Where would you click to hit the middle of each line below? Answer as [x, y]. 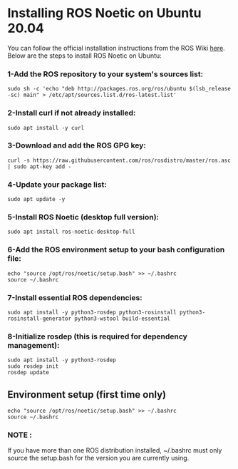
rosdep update [29, 373]
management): [33, 345]
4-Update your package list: [57, 185]
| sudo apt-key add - [40, 166]
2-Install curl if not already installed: [72, 113]
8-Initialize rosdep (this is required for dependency [97, 336]
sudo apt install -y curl [46, 128]
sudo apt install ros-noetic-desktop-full [71, 232]
